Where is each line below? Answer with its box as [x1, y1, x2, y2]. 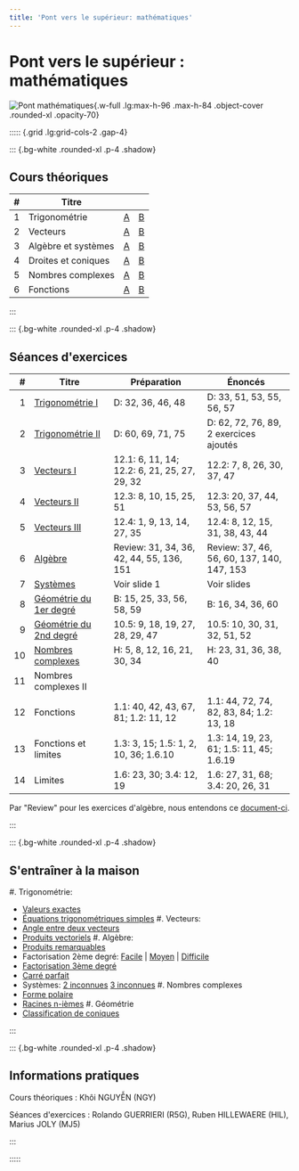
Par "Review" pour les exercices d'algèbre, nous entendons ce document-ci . [9, 803, 290, 814]
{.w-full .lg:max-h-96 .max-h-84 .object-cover [93, 100, 264, 111]
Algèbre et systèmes [28, 240, 115, 252]
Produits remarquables [21, 942, 106, 952]
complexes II [34, 681, 87, 693]
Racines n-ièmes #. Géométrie [21, 999, 134, 1009]
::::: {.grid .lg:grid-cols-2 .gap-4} [9, 127, 128, 137]
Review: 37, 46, [206, 541, 273, 553]
